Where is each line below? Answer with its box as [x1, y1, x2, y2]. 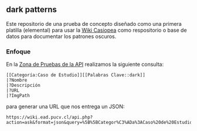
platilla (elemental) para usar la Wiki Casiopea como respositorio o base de [6, 26, 187, 33]
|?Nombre [6, 78, 28, 83]
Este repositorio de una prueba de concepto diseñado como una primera [6, 20, 182, 27]
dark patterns [6, 5, 57, 15]
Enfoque [6, 47, 31, 55]
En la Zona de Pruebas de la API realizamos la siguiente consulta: [6, 61, 164, 68]
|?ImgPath [6, 93, 30, 99]
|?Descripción [6, 82, 41, 89]
